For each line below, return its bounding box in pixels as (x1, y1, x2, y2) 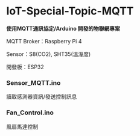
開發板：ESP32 (6, 63, 44, 70)
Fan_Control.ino (6, 108, 54, 117)
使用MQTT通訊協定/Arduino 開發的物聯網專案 (6, 25, 121, 32)
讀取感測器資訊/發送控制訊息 (6, 93, 77, 100)
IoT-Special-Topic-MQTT (6, 4, 134, 18)
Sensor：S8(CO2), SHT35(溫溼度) (6, 50, 91, 58)
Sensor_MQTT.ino (6, 78, 61, 87)
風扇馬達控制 (6, 123, 38, 130)
